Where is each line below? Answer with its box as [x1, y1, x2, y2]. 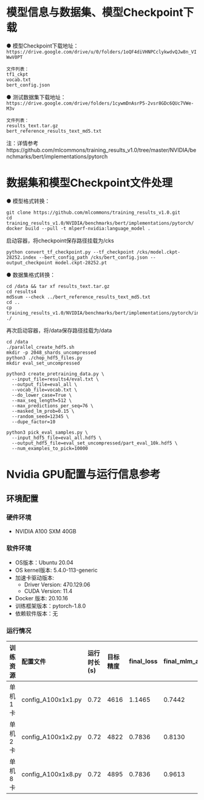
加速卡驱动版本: [15, 574, 55, 581]
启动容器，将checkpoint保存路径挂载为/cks [6, 237, 114, 244]
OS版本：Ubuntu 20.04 [15, 559, 74, 566]
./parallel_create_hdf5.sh [6, 344, 75, 350]
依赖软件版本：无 [15, 610, 58, 617]
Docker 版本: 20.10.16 [15, 595, 69, 602]
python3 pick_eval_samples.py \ [6, 429, 88, 435]
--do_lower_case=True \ [12, 392, 72, 398]
